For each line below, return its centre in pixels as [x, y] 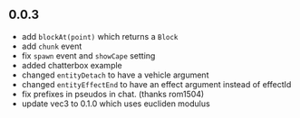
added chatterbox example [72, 65]
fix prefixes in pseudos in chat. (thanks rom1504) [113, 94]
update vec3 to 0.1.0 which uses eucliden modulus [116, 104]
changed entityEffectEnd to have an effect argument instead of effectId [156, 84]
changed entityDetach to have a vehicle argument [115, 75]
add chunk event [52, 46]
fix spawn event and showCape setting [88, 55]
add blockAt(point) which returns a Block [100, 36]
